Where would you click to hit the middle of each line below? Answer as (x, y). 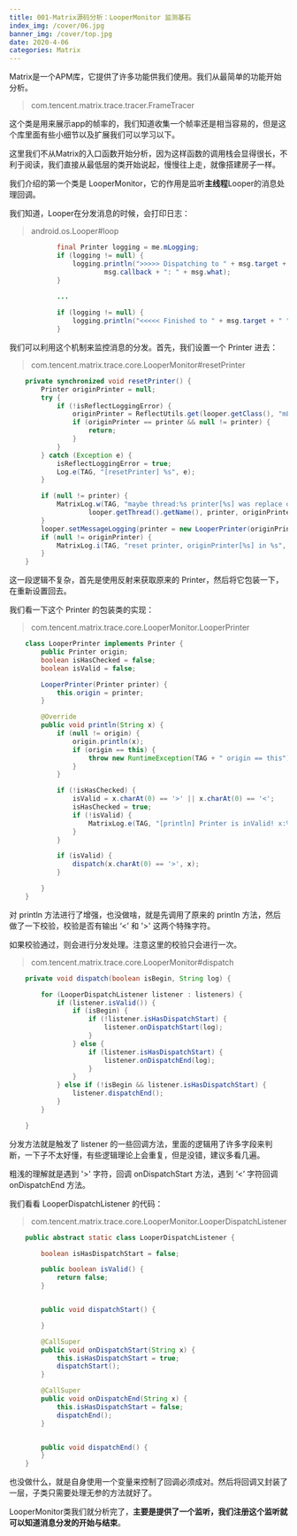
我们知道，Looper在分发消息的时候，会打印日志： (99, 213)
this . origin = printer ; (100, 693)
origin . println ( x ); (108, 741)
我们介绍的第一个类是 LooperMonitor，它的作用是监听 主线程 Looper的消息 (143, 183)
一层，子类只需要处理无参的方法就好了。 (83, 1493)
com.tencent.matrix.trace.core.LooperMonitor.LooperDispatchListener (159, 1221)
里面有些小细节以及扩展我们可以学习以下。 (102, 135)
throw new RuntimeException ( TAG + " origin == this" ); (191, 758)
